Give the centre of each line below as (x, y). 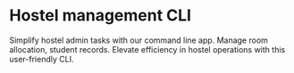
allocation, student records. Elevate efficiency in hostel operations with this (147, 49)
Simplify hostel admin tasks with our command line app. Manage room (139, 40)
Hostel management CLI (101, 16)
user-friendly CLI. (42, 59)
